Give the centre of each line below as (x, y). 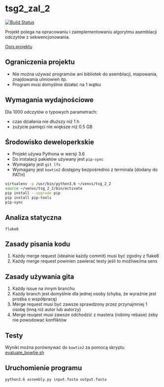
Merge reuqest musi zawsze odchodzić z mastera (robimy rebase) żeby (85, 315)
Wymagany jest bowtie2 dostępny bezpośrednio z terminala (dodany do (85, 170)
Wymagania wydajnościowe (49, 100)
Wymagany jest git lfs (36, 164)
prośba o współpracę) (35, 299)
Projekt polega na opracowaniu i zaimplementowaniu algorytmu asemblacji (81, 32)
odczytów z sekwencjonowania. (38, 37)
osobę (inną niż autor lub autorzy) (47, 310)
